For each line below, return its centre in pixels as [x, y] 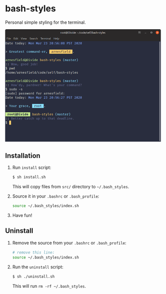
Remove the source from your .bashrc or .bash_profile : [69, 243]
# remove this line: [33, 252]
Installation [23, 155]
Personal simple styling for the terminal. [46, 22]
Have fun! [22, 215]
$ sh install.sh [29, 177]
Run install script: [32, 167]
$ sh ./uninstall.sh [33, 277]
